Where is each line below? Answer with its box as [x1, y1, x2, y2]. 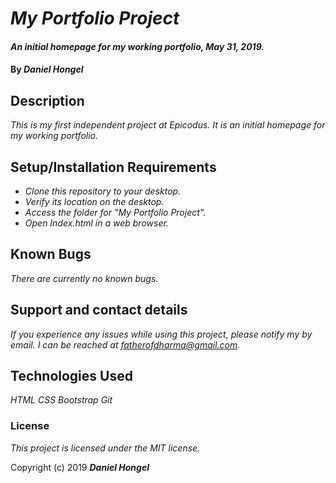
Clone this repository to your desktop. [24, 185, 182, 197]
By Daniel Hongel [10, 63, 84, 76]
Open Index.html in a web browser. [24, 217, 169, 229]
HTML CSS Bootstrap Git [10, 394, 113, 406]
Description [10, 92, 85, 109]
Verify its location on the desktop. [24, 196, 165, 207]
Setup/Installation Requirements [10, 158, 217, 176]
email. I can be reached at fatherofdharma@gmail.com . [10, 338, 241, 351]
